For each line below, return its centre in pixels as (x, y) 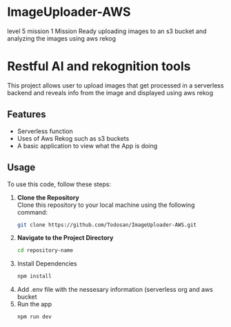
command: (32, 212)
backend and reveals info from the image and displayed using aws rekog (110, 92)
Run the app (34, 304)
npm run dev (34, 317)
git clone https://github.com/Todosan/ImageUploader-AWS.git (107, 225)
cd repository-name (45, 250)
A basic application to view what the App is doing (87, 146)
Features (27, 115)
